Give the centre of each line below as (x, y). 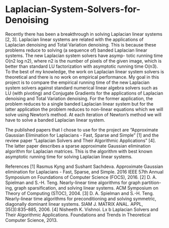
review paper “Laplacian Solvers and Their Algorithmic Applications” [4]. (81, 141)
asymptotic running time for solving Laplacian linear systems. (69, 156)
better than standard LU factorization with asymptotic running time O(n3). (81, 66)
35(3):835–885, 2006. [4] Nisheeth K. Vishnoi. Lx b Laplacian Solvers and (82, 209)
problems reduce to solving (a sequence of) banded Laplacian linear (76, 50)
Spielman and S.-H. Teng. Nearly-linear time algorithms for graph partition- (83, 183)
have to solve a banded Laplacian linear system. (55, 120)
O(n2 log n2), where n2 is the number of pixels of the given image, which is (83, 61)
